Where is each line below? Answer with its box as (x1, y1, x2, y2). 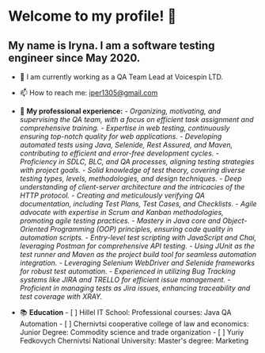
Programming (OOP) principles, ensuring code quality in (50, 224, 233, 233)
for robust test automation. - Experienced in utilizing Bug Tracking (19, 267, 236, 276)
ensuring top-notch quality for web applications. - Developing (19, 132, 222, 141)
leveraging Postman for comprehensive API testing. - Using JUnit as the (19, 241, 255, 251)
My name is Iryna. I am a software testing (8, 39, 215, 52)
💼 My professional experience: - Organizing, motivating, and (19, 106, 221, 116)
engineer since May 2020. (8, 51, 141, 64)
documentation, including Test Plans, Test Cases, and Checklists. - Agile (19, 199, 257, 209)
